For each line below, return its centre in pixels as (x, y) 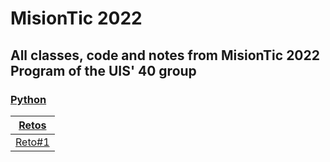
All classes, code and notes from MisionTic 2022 (165, 55)
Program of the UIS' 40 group (103, 70)
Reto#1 (32, 142)
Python (28, 99)
